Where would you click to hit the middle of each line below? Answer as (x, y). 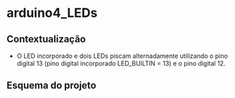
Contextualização (46, 39)
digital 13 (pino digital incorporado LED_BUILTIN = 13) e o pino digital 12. (121, 63)
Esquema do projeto (51, 86)
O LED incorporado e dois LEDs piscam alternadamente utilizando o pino (122, 56)
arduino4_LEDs (52, 13)
